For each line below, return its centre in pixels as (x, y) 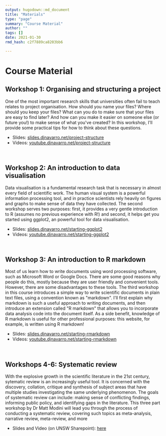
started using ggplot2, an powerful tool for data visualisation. (67, 219)
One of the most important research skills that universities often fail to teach (83, 101)
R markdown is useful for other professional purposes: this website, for (78, 319)
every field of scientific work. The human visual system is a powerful (75, 193)
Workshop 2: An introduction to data (63, 168)
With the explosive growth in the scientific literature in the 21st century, (78, 376)
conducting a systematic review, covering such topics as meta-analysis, (79, 414)
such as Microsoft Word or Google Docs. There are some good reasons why (83, 277)
